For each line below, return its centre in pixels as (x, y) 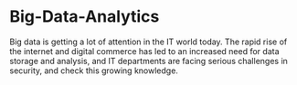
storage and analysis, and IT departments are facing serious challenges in (148, 61)
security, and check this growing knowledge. (94, 71)
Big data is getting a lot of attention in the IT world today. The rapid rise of (148, 42)
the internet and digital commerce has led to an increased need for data (145, 51)
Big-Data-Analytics (85, 17)
